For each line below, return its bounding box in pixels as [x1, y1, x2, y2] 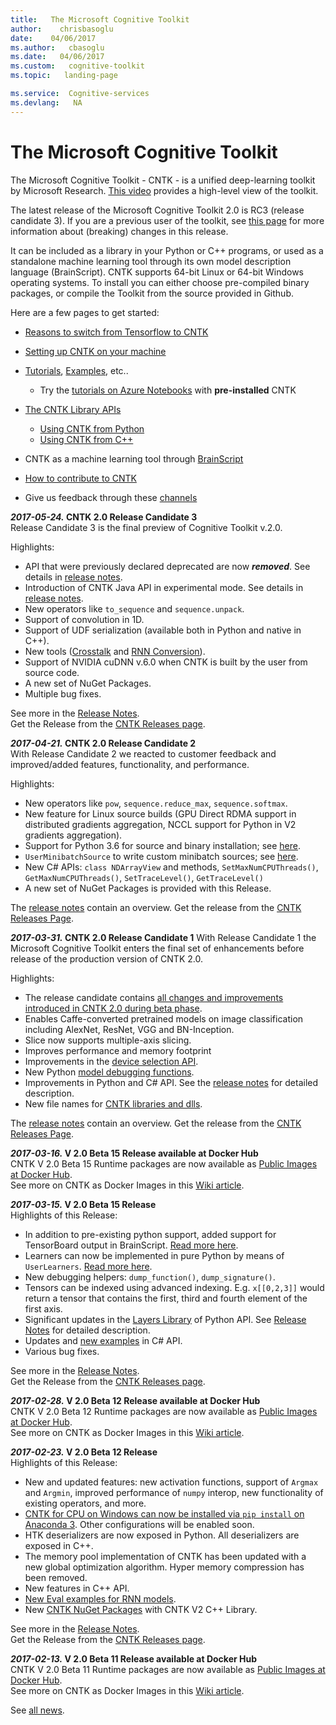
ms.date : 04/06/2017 [10, 52, 105, 62]
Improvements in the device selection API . [24, 1055, 199, 1067]
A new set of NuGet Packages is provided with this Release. [24, 882, 272, 894]
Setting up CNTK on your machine [24, 345, 167, 357]
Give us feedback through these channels [24, 491, 198, 503]
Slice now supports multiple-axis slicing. [24, 1034, 192, 1046]
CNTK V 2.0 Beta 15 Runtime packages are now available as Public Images [10, 1157, 318, 1170]
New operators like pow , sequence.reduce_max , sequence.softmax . [24, 797, 288, 809]
